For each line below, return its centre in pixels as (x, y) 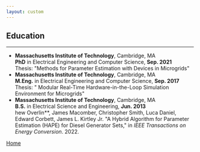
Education (26, 36)
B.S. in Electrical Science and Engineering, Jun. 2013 (80, 106)
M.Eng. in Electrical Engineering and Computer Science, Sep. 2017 (97, 81)
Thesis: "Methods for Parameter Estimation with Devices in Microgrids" (102, 69)
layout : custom (25, 12)
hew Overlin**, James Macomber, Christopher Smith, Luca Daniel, (96, 113)
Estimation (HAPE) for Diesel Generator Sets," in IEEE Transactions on (100, 125)
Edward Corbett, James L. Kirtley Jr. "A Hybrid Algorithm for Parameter (102, 119)
